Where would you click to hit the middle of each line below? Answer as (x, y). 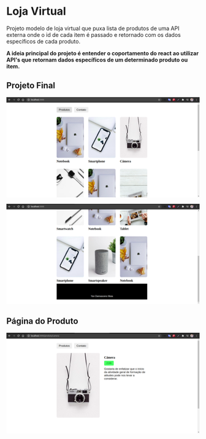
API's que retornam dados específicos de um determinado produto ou (97, 60)
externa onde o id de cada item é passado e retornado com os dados (93, 34)
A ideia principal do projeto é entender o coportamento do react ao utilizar (103, 53)
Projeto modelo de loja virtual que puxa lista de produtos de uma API (93, 28)
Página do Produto (42, 321)
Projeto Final (31, 86)
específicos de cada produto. (44, 41)
